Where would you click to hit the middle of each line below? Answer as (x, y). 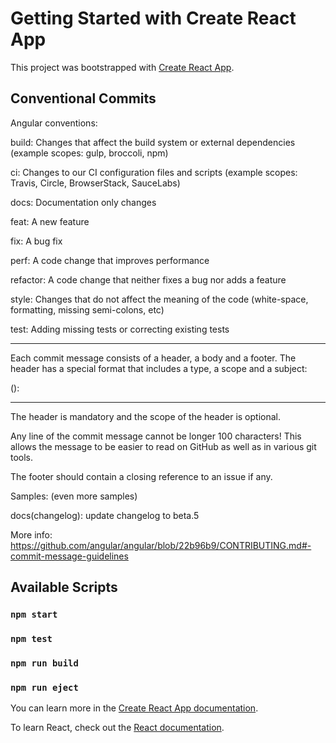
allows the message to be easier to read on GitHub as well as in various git (163, 446)
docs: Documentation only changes (83, 202)
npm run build (44, 663)
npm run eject (44, 687)
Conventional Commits (83, 98)
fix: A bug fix (36, 241)
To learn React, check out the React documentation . (117, 728)
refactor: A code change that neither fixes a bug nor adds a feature (148, 279)
